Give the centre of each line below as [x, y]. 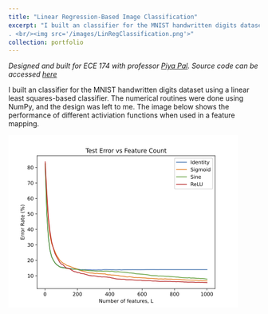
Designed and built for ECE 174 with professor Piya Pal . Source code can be [133, 66]
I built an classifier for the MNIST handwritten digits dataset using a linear [129, 90]
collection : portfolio [46, 42]
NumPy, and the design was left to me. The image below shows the [119, 107]
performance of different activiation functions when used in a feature [122, 115]
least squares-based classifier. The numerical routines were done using [126, 98]
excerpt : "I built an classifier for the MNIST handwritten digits [123, 25]
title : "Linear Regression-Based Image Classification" [103, 17]
